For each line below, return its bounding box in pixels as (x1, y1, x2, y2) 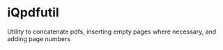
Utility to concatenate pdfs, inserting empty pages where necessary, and (7, 27, 217, 36)
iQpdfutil (7, 5, 59, 21)
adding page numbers (7, 34, 71, 42)
